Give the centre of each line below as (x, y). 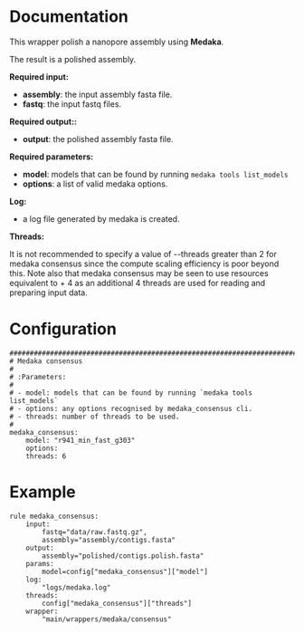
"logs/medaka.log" (76, 587)
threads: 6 (46, 456)
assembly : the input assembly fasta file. (97, 94)
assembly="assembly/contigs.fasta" (109, 540)
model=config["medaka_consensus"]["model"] (125, 571)
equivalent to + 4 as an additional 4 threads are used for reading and (138, 283)
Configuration (63, 329)
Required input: (39, 77)
